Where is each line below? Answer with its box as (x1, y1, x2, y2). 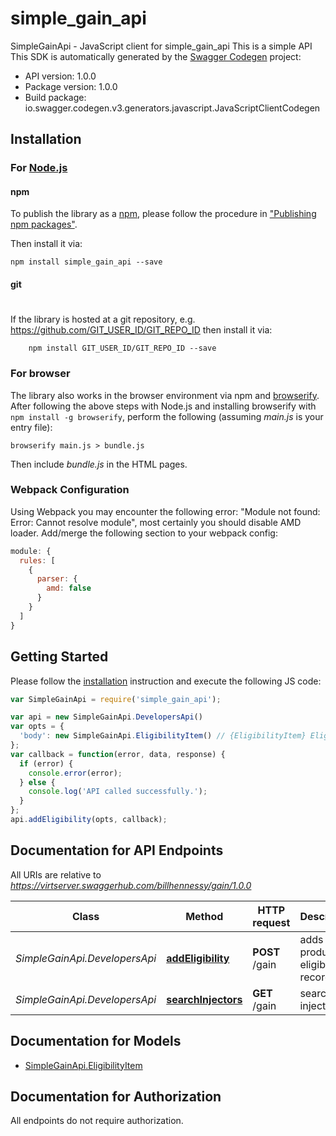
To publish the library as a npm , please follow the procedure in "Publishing (10, 208, 317, 220)
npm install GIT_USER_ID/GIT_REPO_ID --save (28, 343, 217, 354)
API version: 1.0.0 (24, 70, 97, 82)
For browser (10, 367, 71, 381)
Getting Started (10, 648, 109, 666)
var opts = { (10, 722, 65, 732)
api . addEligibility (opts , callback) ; (10, 815, 168, 825)
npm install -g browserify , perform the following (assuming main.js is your (10, 410, 324, 422)
